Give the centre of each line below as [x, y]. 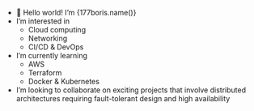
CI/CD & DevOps [56, 47]
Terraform [45, 73]
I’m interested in [43, 21]
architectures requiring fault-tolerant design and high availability [123, 98]
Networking [48, 38]
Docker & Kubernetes [63, 81]
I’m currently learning [51, 55]
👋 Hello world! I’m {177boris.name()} [76, 13]
